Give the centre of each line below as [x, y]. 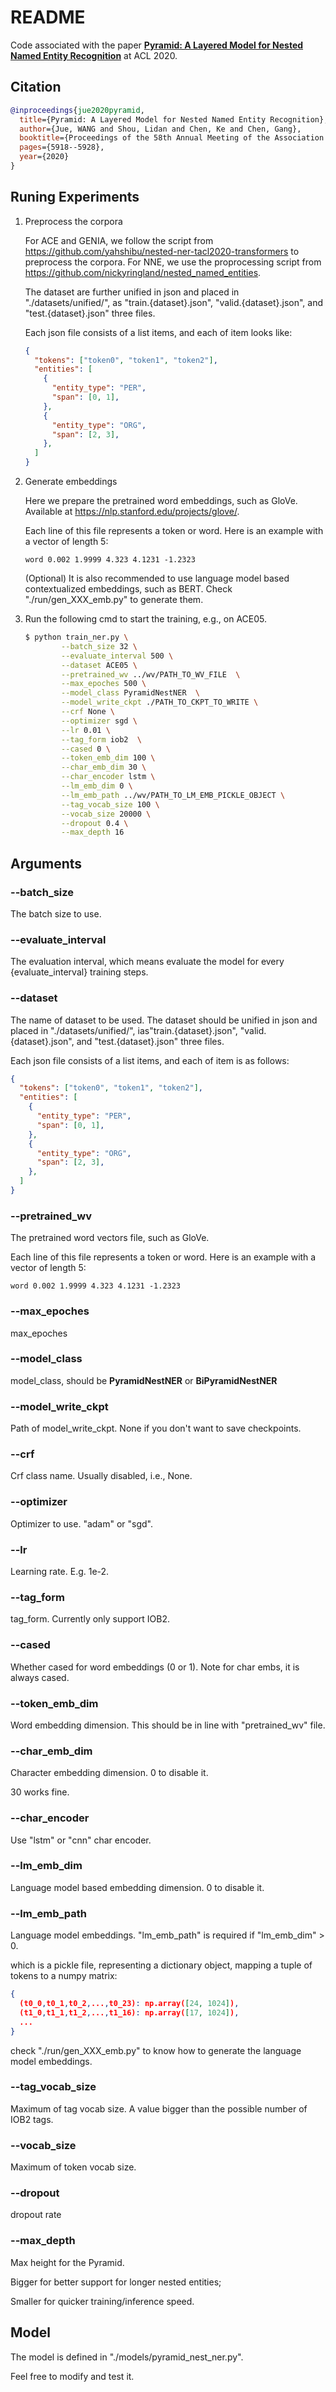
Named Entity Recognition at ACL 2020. [94, 55]
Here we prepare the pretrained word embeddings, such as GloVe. [161, 501]
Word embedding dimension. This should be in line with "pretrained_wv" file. [168, 1725]
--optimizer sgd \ [99, 721]
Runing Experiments [75, 197]
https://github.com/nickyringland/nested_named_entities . [143, 272]
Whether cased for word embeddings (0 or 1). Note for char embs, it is [155, 1667]
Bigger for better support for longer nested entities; [116, 2282]
